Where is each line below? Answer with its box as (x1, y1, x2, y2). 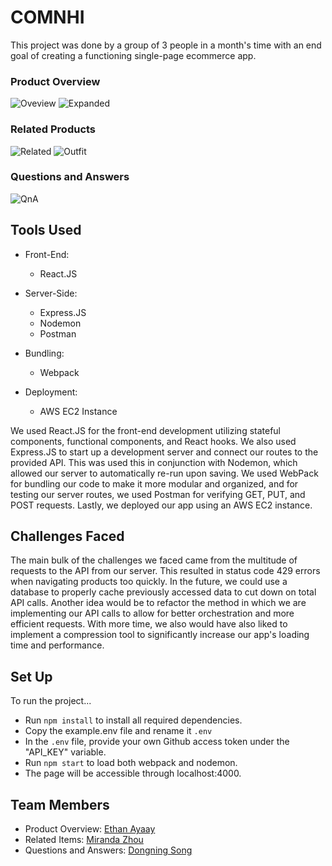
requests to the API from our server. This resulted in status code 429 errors (10, 565, 321, 577)
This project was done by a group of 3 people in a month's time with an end (10, 39, 322, 51)
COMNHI (10, 6, 85, 29)
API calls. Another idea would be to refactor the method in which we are (10, 597, 307, 609)
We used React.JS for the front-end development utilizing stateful (10, 424, 282, 436)
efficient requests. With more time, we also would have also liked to (10, 618, 288, 630)
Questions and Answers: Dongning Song (24, 844, 193, 856)
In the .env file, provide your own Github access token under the (24, 736, 290, 748)
